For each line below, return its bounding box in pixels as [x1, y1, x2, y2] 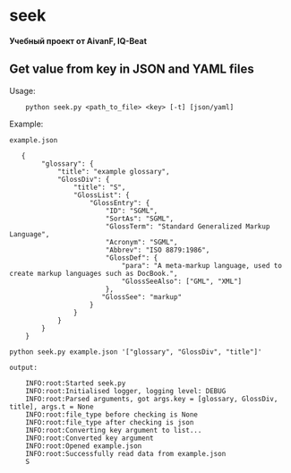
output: [9, 363, 39, 372]
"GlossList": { [73, 190, 130, 200]
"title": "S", [73, 183, 126, 192]
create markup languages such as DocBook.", [9, 269, 178, 278]
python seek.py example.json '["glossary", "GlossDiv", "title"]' [9, 347, 262, 357]
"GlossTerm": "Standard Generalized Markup [105, 221, 270, 231]
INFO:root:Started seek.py [25, 378, 126, 388]
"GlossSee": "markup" [101, 292, 182, 301]
